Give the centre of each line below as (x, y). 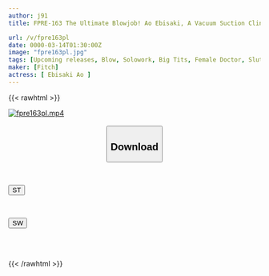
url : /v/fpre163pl (39, 38)
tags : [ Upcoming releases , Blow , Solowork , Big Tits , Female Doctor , (127, 60)
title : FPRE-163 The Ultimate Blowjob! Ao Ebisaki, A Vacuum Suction (127, 23)
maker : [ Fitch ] (34, 68)
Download (134, 147)
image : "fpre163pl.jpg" (48, 53)
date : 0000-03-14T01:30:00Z (55, 45)
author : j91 (28, 16)
